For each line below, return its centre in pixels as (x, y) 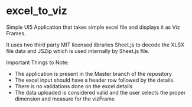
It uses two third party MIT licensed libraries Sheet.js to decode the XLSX (95, 45)
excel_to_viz (37, 11)
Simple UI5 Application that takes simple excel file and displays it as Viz (93, 27)
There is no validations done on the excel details (74, 86)
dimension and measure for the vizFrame (65, 99)
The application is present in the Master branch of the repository (93, 73)
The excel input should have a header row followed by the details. (95, 80)
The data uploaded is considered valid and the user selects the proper (100, 92)
